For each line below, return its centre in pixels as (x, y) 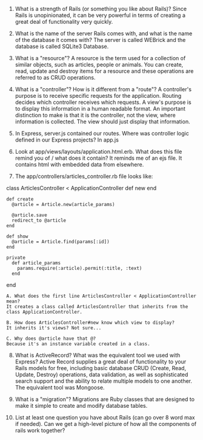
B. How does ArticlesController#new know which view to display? (90, 323)
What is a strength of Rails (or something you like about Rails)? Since (101, 9)
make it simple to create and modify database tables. (81, 406)
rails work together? (40, 430)
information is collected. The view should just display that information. (102, 122)
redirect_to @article (39, 221)
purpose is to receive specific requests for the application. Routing (98, 96)
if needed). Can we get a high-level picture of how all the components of (106, 424)
